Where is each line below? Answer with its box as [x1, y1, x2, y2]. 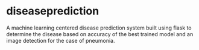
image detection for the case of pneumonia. [6, 37, 115, 44]
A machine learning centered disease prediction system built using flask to [6, 24, 192, 31]
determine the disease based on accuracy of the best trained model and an [6, 30, 194, 37]
